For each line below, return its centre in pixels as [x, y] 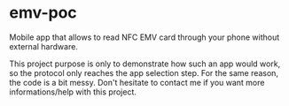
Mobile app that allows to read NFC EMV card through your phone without [144, 37]
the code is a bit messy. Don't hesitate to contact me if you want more [137, 82]
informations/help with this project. [73, 92]
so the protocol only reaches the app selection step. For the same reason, [144, 72]
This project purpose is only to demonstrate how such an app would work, [145, 64]
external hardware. [43, 46]
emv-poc [43, 13]
